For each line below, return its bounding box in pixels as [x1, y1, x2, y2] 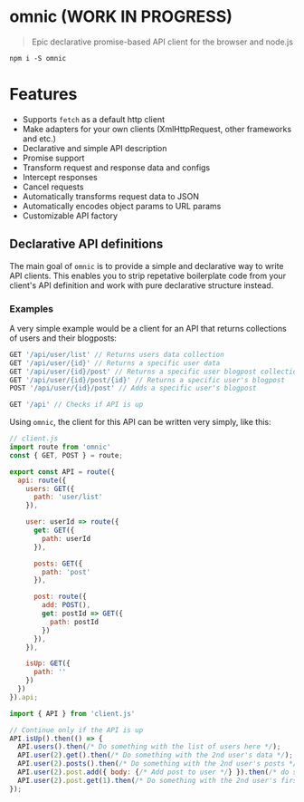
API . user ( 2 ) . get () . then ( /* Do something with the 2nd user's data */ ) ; [17, 750, 294, 760]
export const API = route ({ [9, 467, 116, 477]
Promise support [22, 152, 85, 163]
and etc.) [22, 133, 57, 144]
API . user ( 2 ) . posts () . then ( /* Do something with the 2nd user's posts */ [17, 759, 298, 768]
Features [9, 84, 78, 105]
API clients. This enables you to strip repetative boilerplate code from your [9, 270, 287, 281]
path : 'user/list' [33, 492, 103, 502]
